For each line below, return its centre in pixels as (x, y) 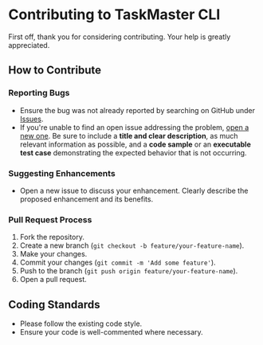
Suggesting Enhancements (62, 173)
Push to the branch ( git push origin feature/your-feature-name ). (129, 271)
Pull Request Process (50, 219)
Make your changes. (53, 254)
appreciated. (29, 45)
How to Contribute (55, 71)
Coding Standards (54, 304)
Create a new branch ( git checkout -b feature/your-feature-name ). (132, 245)
